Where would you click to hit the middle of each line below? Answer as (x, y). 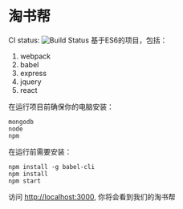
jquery (31, 82)
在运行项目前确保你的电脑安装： (61, 107)
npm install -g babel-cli (51, 167)
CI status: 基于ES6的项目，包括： (88, 40)
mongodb (21, 122)
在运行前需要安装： (40, 151)
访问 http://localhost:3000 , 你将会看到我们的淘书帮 (92, 196)
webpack (35, 56)
